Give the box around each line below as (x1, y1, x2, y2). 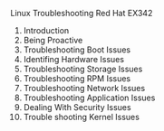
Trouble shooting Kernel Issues (23, 112, 140, 122)
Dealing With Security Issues (23, 102, 131, 112)
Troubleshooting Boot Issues (23, 44, 130, 55)
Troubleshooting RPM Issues (23, 73, 131, 84)
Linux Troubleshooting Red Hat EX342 (10, 8, 153, 18)
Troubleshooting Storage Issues (23, 63, 143, 74)
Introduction (23, 25, 70, 35)
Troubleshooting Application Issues (23, 92, 156, 103)
